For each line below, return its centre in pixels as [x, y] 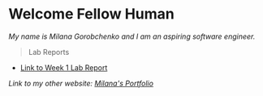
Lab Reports [49, 52]
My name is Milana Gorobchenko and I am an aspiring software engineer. [132, 36]
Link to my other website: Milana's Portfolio [81, 83]
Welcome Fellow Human [91, 14]
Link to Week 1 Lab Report [64, 67]
